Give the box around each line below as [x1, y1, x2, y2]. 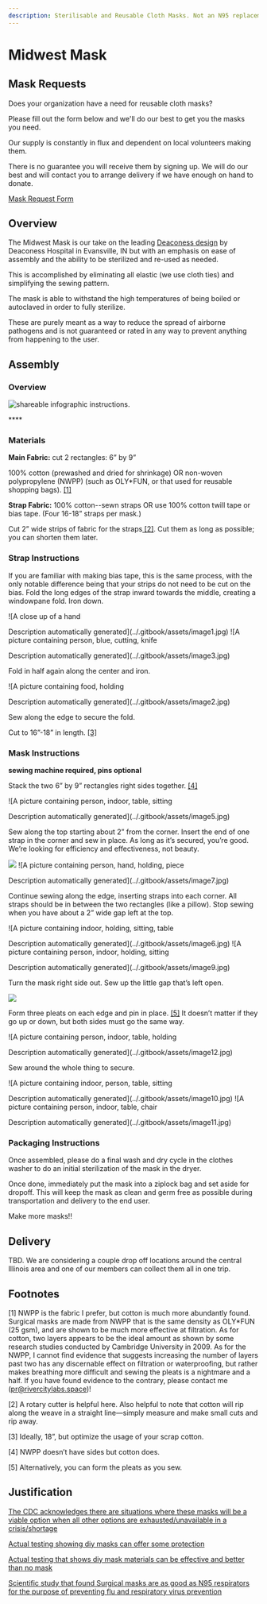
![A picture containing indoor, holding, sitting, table [8, 923, 174, 933]
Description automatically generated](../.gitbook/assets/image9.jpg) [8, 963, 230, 972]
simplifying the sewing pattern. [8, 279, 110, 288]
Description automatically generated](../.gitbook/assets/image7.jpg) [8, 875, 230, 886]
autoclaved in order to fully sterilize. [8, 303, 126, 312]
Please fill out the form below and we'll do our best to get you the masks [8, 114, 245, 123]
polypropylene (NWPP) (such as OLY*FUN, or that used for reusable [8, 477, 233, 486]
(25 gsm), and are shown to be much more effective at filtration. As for [8, 1324, 240, 1335]
